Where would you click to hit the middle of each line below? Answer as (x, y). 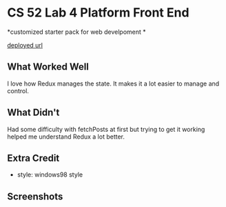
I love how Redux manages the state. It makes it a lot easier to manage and (113, 83)
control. (18, 90)
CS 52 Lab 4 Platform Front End (98, 13)
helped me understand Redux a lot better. (66, 137)
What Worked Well (48, 67)
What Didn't (33, 113)
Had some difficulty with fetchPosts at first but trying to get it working (106, 129)
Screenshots (35, 196)
